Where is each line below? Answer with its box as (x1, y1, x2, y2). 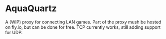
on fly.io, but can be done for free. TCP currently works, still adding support (5, 24, 161, 30)
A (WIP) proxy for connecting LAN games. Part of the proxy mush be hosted (5, 19, 162, 25)
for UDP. (5, 29, 23, 35)
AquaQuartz (5, 3, 57, 14)
